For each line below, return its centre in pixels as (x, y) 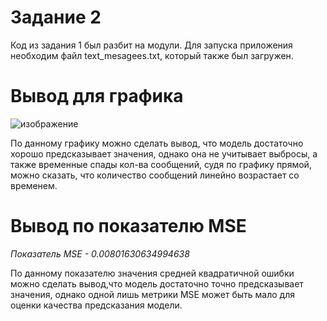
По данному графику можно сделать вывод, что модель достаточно (157, 143)
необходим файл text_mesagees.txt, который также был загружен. (152, 55)
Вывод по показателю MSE (128, 226)
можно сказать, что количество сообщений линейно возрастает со (155, 175)
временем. (34, 185)
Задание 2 (56, 17)
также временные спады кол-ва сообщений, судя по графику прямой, (161, 164)
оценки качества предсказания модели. (96, 305)
